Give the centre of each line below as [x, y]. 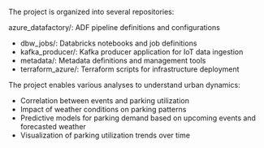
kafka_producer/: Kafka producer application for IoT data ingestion [132, 52]
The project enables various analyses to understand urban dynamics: [125, 85]
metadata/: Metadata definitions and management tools [113, 61]
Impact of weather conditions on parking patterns [103, 109]
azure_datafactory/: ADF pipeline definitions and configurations [115, 27]
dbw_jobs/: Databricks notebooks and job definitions [108, 43]
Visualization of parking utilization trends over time [105, 135]
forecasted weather [53, 126]
